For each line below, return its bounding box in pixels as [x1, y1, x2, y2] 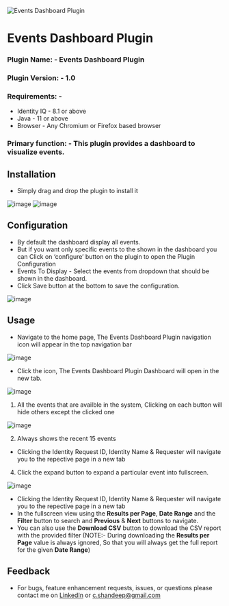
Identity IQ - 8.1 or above [16, 107, 87, 116]
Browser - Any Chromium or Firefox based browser [16, 122, 161, 130]
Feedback [7, 566, 51, 577]
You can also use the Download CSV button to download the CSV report [16, 524, 221, 532]
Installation [7, 168, 56, 180]
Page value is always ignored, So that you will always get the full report [16, 538, 218, 546]
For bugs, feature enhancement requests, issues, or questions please [16, 583, 213, 592]
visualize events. [7, 147, 65, 157]
